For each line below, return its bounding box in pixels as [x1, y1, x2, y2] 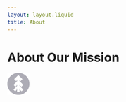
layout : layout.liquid [7, 11, 74, 18]
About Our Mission [7, 50, 120, 66]
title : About [7, 18, 46, 26]
